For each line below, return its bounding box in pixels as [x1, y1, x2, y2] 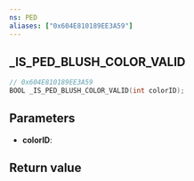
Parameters [9, 111, 76, 126]
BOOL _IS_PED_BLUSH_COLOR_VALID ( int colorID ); [9, 86, 185, 95]
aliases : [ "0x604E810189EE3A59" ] [9, 21, 133, 30]
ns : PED [9, 12, 38, 22]
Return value [9, 160, 82, 176]
